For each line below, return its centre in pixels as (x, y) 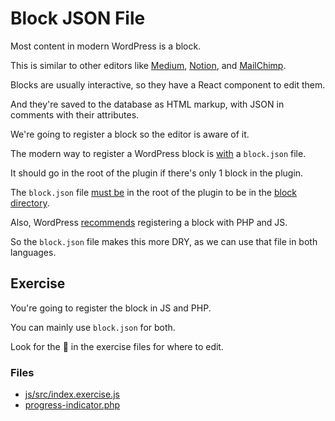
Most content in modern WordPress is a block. (106, 46)
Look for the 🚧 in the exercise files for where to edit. (117, 346)
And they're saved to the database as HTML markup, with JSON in (147, 104)
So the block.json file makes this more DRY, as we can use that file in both (164, 241)
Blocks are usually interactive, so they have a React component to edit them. (168, 84)
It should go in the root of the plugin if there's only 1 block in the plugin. (157, 173)
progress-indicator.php (72, 405)
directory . (30, 203)
